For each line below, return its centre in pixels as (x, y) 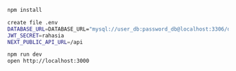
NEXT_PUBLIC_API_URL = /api (45, 42)
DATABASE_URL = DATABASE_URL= (48, 29)
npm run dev (25, 55)
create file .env (33, 22)
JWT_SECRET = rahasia (36, 35)
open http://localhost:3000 (48, 61)
